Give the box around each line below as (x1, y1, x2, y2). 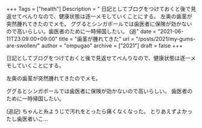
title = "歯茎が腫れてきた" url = (58, 35, 134, 42)
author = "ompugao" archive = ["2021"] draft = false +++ (41, 42, 183, 49)
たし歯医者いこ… (6, 115, 48, 122)
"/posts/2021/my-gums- (135, 35, 196, 42)
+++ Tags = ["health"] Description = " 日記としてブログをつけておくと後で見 (6, 5, 197, 12)
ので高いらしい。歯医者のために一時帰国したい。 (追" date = (6, 28, 157, 35)
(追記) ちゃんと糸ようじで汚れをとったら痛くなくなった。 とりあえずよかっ (6, 108, 193, 115)
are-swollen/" (6, 42, 40, 49)
